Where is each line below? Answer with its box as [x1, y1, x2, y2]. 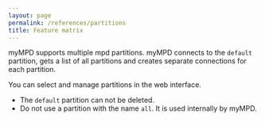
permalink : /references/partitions [8, 19, 127, 27]
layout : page [8, 11, 52, 20]
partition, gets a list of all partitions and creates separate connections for [8, 56, 247, 66]
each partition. [8, 65, 57, 74]
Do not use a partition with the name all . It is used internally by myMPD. [19, 104, 257, 113]
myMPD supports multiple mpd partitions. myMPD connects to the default [8, 48, 252, 58]
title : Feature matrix [8, 26, 84, 34]
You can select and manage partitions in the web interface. [8, 80, 201, 89]
